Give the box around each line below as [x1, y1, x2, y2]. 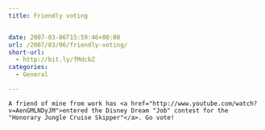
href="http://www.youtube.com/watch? [130, 100, 258, 108]
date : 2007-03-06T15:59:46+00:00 [8, 33, 121, 41]
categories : [8, 63, 48, 71]
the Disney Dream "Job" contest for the [91, 106, 229, 115]
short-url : [8, 48, 45, 56]
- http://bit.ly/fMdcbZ [15, 55, 95, 64]
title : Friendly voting [8, 11, 89, 20]
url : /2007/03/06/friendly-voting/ [8, 41, 128, 49]
